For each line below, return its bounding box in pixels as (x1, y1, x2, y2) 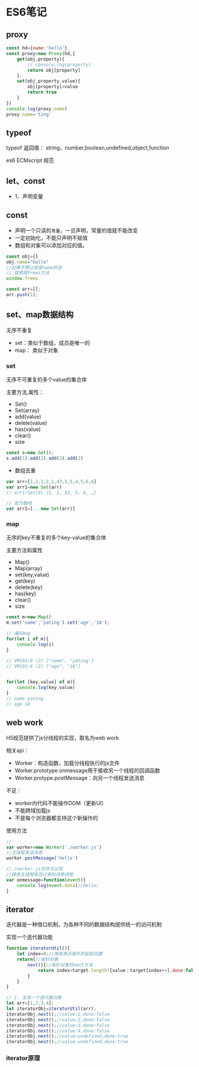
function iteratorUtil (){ (6, 945, 70, 951)
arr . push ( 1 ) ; (6, 292, 38, 298)
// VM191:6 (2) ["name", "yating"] (6, 658, 94, 663)
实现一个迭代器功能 (6, 933, 53, 941)
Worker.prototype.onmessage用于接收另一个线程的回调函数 (14, 767, 161, 774)
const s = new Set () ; (6, 450, 54, 456)
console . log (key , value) (17, 685, 76, 691)
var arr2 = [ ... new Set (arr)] (6, 506, 76, 512)
